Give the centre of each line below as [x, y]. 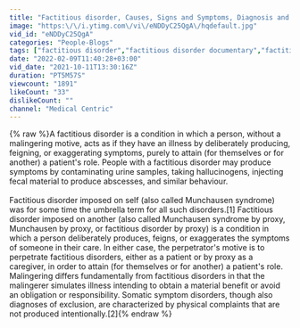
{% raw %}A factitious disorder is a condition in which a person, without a [145, 134]
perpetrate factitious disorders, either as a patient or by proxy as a [131, 257]
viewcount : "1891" [43, 84]
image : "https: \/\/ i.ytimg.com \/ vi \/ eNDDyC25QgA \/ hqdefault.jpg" [133, 26]
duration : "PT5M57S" [48, 76]
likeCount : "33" [39, 92]
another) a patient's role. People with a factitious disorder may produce [140, 162]
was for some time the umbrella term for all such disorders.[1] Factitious [142, 209]
